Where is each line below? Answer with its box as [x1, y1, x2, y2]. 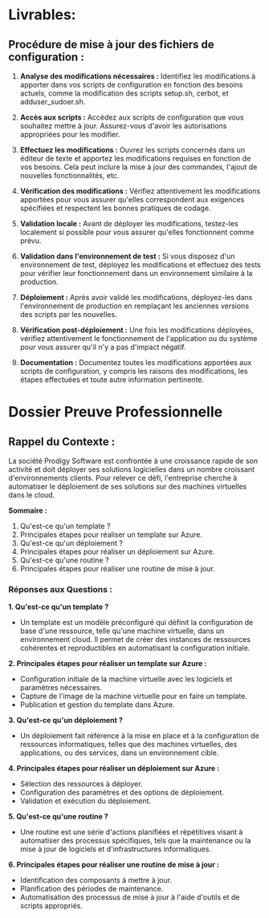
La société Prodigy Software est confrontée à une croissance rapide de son [8, 456, 259, 465]
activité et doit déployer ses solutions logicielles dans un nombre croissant [8, 465, 255, 474]
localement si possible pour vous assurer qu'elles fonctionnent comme [19, 227, 255, 237]
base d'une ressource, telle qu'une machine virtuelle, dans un [19, 626, 225, 636]
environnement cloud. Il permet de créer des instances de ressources [19, 635, 251, 644]
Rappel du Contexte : [8, 435, 116, 449]
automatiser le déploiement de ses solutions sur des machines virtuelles [8, 481, 247, 491]
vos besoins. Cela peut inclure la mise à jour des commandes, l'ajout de [19, 162, 258, 172]
